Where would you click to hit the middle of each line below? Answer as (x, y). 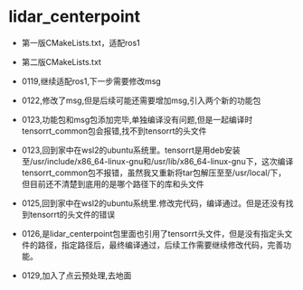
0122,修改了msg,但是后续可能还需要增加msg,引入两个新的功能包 (141, 100)
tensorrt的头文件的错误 (72, 214)
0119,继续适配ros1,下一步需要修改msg (91, 81)
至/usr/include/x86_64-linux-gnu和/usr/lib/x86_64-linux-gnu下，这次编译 (157, 161)
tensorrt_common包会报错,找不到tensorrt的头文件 (114, 131)
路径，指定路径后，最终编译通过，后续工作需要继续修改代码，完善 (161, 245)
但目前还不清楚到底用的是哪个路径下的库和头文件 (113, 183)
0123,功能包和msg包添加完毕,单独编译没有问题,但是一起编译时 (137, 119)
